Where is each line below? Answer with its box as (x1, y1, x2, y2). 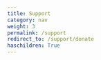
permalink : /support (7, 29, 67, 37)
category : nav (7, 17, 48, 23)
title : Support (7, 10, 51, 17)
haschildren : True (7, 42, 60, 49)
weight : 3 (7, 23, 36, 30)
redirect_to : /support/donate (7, 36, 95, 43)
